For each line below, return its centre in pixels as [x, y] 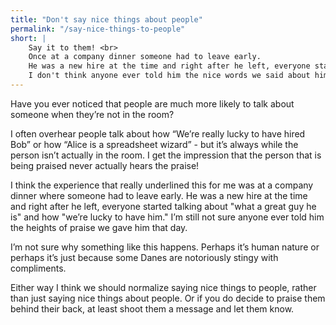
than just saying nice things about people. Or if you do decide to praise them [168, 298]
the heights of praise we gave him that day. [99, 227]
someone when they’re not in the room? [92, 114]
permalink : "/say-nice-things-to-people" [98, 29]
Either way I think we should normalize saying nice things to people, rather [163, 287]
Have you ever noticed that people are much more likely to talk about [152, 103]
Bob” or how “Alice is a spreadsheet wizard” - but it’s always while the [154, 144]
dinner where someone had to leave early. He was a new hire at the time [159, 195]
